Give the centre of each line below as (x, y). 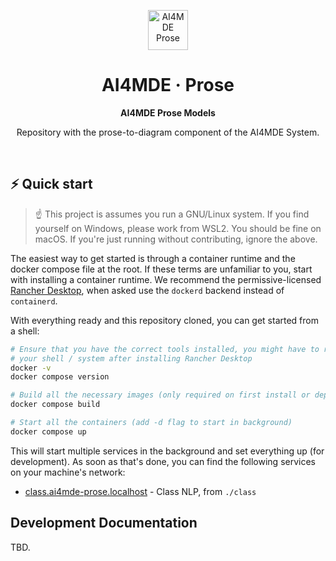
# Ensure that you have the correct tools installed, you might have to (165, 349)
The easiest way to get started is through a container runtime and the (153, 258)
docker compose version (60, 377)
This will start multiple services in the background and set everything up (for (167, 451)
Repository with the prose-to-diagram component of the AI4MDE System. (168, 132)
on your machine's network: (68, 472)
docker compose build (55, 405)
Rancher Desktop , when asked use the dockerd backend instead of (147, 290)
